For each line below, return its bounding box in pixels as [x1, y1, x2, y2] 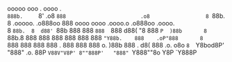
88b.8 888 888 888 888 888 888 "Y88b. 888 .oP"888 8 [7, 34, 204, 42]
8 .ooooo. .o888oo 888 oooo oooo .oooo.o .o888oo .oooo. [7, 19, 175, 27]
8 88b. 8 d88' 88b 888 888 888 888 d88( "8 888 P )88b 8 [7, 26, 207, 34]
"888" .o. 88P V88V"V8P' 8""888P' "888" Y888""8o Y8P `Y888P [7, 48, 197, 56]
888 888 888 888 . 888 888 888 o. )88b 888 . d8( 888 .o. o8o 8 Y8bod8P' [7, 41, 224, 49]
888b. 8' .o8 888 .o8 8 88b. [7, 12, 226, 20]
